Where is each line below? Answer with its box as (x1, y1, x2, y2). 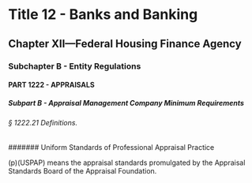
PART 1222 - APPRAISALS (8, 80, 95, 90)
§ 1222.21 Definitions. (8, 118, 77, 128)
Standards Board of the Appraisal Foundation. (8, 166, 157, 175)
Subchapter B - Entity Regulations (8, 61, 141, 72)
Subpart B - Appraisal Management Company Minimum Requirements (8, 98, 245, 107)
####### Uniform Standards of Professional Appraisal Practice (8, 142, 215, 151)
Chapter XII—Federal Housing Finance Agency (8, 37, 243, 50)
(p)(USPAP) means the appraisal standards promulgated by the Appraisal (8, 158, 246, 167)
